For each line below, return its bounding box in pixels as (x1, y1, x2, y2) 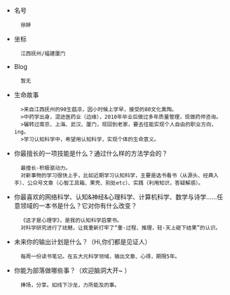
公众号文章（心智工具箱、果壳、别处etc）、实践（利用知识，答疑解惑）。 (27, 180, 204, 187)
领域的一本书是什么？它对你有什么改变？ (20, 201, 137, 210)
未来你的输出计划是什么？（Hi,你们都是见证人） (13, 238, 151, 246)
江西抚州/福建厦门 (20, 50, 66, 57)
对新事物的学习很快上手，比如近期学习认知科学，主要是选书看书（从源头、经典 (20, 172, 214, 179)
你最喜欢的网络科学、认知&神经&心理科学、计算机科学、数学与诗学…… (13, 193, 217, 201)
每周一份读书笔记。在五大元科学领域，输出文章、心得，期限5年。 (20, 253, 181, 260)
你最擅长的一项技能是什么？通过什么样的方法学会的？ (13, 149, 168, 157)
